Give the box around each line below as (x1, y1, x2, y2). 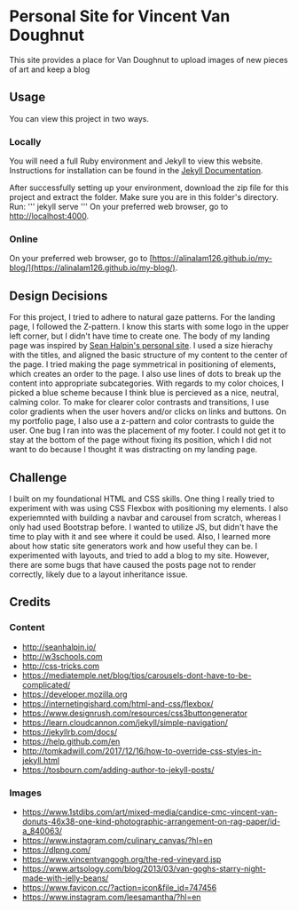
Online (9, 233, 38, 245)
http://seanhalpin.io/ (21, 642, 97, 652)
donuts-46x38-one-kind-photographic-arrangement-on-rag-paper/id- (21, 816, 281, 827)
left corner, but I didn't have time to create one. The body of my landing (9, 331, 271, 341)
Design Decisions (9, 288, 108, 303)
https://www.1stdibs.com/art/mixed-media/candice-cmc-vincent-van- (21, 806, 278, 817)
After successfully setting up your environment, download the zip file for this (9, 182, 289, 193)
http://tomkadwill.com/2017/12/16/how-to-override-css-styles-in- (21, 745, 263, 756)
